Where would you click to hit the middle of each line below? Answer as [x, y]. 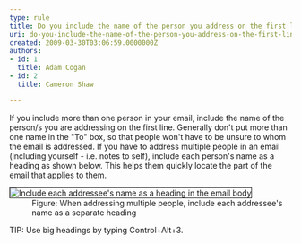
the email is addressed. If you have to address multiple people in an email [145, 146]
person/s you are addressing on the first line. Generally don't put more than [149, 127]
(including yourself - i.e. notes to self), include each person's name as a [142, 156]
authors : [26, 51]
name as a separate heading [84, 213]
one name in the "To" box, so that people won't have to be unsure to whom [148, 136]
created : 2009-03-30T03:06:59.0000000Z [84, 43]
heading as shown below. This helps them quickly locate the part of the [141, 165]
